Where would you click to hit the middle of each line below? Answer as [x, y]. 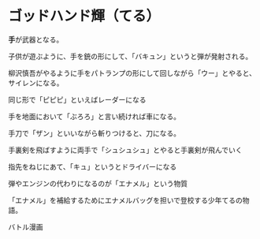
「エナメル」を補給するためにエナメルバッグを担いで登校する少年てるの [125, 200]
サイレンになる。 [36, 83]
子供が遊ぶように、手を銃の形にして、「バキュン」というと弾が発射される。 [130, 56]
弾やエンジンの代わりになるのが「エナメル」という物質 [98, 183]
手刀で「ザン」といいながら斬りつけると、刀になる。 [95, 133]
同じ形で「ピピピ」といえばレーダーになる [77, 99]
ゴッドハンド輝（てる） [84, 16]
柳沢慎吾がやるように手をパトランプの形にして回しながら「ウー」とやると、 [132, 73]
